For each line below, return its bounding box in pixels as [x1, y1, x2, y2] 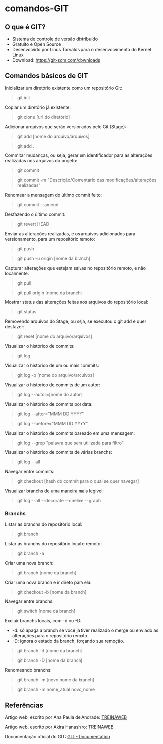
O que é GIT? [5, 23, 46, 31]
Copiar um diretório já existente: [5, 104, 71, 110]
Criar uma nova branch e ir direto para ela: [5, 579, 92, 586]
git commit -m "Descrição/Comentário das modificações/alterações [17, 177, 157, 183]
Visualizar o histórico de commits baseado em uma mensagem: [5, 430, 135, 436]
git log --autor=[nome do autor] [17, 391, 82, 397]
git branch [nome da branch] [17, 570, 77, 576]
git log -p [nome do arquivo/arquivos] [17, 372, 94, 378]
